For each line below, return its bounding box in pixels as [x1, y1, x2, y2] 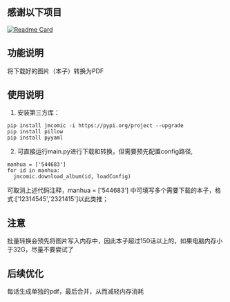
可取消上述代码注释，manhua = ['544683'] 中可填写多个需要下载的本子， [7, 186, 215, 195]
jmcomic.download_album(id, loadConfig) [13, 173, 131, 180]
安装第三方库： [17, 108, 60, 117]
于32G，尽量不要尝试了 [7, 245, 74, 254]
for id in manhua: [7, 167, 60, 174]
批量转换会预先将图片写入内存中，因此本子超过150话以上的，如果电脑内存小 [7, 237, 223, 245]
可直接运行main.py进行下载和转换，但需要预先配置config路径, [17, 147, 193, 155]
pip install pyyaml [7, 134, 64, 142]
